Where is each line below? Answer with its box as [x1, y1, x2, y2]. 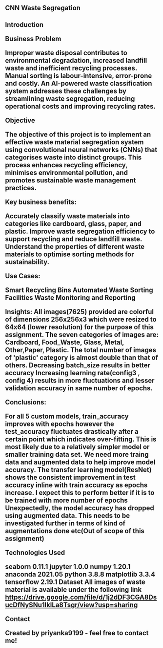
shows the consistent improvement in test [5, 473, 136, 481]
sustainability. [5, 258, 50, 266]
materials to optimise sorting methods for [5, 250, 134, 258]
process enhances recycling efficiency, [5, 161, 128, 169]
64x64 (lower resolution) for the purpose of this [5, 323, 154, 331]
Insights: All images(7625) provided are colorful [5, 308, 154, 316]
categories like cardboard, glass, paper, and [5, 220, 142, 228]
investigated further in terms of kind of [5, 519, 126, 527]
